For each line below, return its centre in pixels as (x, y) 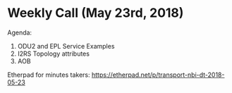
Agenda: (20, 32)
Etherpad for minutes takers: (49, 75)
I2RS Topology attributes (54, 54)
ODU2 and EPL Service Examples (66, 46)
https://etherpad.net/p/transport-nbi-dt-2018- (158, 75)
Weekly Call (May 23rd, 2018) (96, 13)
